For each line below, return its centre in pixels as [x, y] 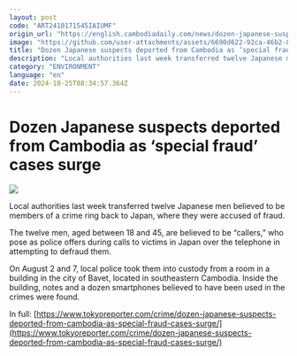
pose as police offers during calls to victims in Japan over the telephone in [145, 242]
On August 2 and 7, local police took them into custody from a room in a [140, 268]
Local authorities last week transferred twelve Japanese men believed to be [147, 205]
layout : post [33, 17]
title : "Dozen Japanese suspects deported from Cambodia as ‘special [140, 50]
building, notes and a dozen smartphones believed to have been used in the [147, 287]
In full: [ [23, 313]
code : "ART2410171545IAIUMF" [63, 26]
